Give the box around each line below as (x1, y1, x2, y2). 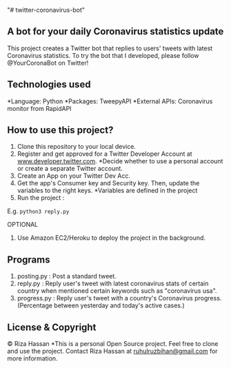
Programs (7, 254, 50, 265)
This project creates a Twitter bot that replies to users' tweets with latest (7, 44, 213, 52)
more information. (7, 354, 58, 362)
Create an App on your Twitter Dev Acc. (17, 172, 131, 180)
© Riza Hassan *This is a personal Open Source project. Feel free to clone (7, 340, 219, 348)
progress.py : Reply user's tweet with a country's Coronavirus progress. (17, 294, 222, 303)
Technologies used (7, 79, 91, 90)
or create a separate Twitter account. (17, 165, 123, 173)
